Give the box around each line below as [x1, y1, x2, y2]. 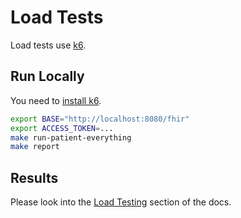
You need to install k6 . [10, 94, 102, 106]
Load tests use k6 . [10, 39, 87, 51]
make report [10, 142, 60, 152]
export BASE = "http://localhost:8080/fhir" [10, 114, 190, 124]
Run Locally [10, 68, 85, 85]
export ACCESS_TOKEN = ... [10, 123, 114, 133]
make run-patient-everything [10, 132, 132, 143]
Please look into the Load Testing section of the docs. [10, 196, 232, 208]
